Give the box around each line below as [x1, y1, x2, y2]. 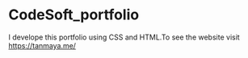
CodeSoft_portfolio [8, 6, 140, 24]
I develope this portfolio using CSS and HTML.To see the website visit [8, 32, 240, 42]
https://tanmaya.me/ [8, 40, 77, 50]
